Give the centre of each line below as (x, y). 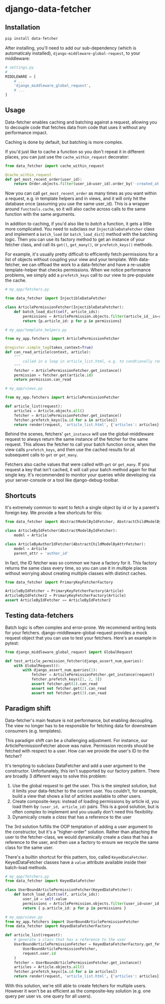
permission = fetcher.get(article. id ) (54, 375)
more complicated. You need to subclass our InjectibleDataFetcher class (80, 229)
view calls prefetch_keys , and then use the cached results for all (70, 450)
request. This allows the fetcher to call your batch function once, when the (81, 445)
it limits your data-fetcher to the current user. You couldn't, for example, (85, 791)
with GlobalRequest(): (37, 666)
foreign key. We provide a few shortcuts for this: (54, 513)
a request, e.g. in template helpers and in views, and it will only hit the (76, 198)
